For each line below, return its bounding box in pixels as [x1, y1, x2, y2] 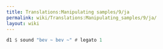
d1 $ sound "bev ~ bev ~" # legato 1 [6, 37, 103, 43]
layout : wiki [6, 20, 40, 26]
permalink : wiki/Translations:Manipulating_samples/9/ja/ [6, 15, 157, 21]
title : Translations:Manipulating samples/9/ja [6, 9, 130, 15]
